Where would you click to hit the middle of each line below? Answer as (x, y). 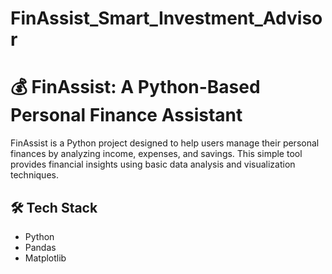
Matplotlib (45, 258)
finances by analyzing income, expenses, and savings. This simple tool (156, 154)
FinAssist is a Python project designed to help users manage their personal (165, 143)
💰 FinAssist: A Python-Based (135, 87)
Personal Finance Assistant (126, 115)
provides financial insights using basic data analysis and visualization (153, 164)
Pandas (40, 247)
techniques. (34, 175)
